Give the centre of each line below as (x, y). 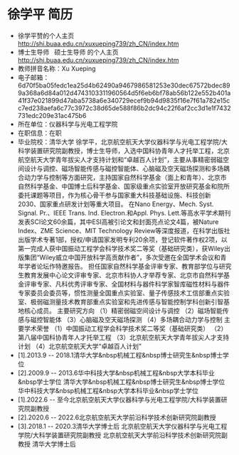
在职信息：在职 (39, 133)
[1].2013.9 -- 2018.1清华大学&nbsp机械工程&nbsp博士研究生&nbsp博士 (120, 355)
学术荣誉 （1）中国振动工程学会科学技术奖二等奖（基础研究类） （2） (126, 328)
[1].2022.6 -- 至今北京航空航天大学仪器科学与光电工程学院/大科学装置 (119, 400)
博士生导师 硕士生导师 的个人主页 (68, 52)
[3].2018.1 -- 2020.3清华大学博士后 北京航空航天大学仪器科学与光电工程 (122, 426)
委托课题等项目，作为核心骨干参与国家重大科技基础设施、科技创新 (114, 195)
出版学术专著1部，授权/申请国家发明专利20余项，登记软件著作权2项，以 (122, 240)
